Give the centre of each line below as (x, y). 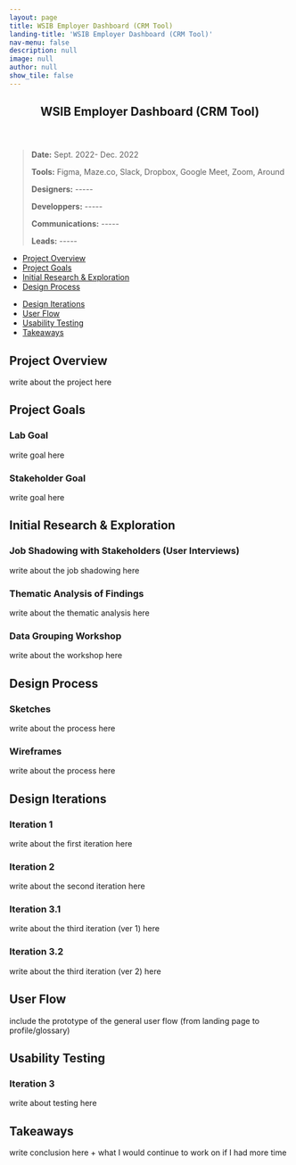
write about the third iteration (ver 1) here (85, 929)
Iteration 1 (31, 824)
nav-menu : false (39, 42)
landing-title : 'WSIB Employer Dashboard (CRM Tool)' (111, 34)
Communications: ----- (75, 224)
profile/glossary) (40, 1030)
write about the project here (61, 382)
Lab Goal (29, 435)
